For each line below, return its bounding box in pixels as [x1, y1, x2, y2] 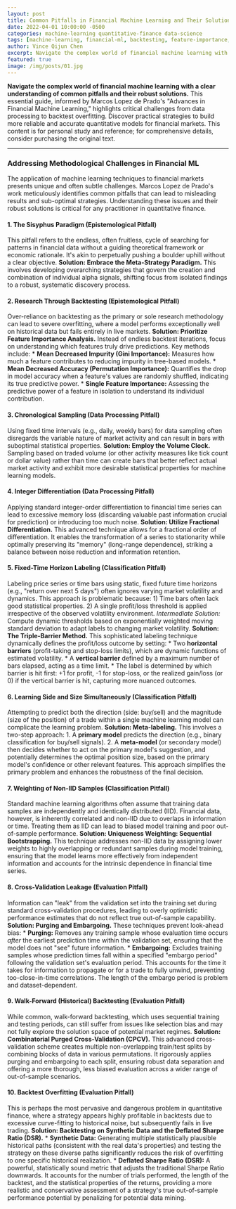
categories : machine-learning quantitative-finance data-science [7, 30, 202, 37]
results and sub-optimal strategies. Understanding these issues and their [7, 196, 218, 205]
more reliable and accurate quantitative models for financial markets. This [7, 119, 221, 127]
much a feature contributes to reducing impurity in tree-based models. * [7, 357, 216, 366]
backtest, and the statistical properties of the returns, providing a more [7, 1178, 212, 1187]
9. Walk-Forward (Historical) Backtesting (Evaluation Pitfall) [7, 997, 185, 1005]
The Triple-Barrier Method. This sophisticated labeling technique [7, 631, 198, 640]
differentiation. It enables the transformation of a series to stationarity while [7, 532, 225, 541]
